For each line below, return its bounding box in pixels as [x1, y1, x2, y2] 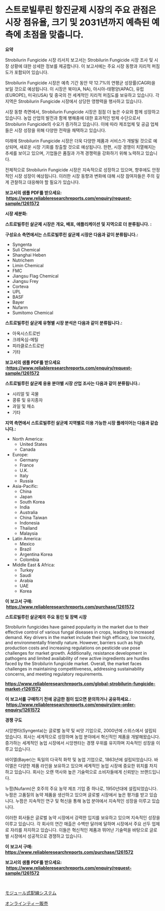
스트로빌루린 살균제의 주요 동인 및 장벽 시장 [5, 614, 87, 620]
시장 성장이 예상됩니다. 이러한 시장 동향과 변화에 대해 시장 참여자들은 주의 [14, 173, 155, 179]
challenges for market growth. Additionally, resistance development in [5, 650, 147, 656]
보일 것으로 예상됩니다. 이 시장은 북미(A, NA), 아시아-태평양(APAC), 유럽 [5, 86, 144, 92]
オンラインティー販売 [5, 900, 48, 906]
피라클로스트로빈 [12, 343, 44, 349]
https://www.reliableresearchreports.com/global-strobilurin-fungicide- [5, 680, 156, 686]
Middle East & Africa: [12, 561, 55, 568]
